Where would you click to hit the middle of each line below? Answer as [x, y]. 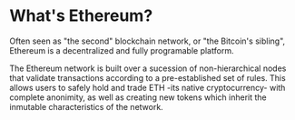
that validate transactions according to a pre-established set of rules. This [147, 77]
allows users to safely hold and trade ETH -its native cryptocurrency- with [147, 87]
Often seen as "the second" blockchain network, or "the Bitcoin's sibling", [147, 41]
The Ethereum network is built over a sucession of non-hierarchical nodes [148, 68]
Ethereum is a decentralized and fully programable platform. [122, 50]
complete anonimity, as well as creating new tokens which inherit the [138, 97]
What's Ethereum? [81, 16]
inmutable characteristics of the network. [86, 106]
